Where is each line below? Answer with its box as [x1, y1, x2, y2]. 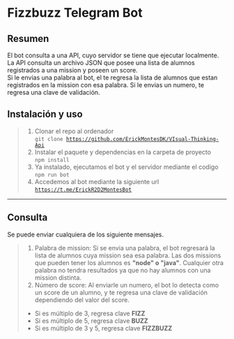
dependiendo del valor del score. [34, 295, 130, 304]
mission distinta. [34, 273, 82, 282]
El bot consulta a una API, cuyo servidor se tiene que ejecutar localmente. [7, 51, 219, 59]
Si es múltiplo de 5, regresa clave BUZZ [34, 316, 148, 325]
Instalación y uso [7, 108, 83, 120]
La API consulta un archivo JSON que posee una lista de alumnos [7, 59, 195, 67]
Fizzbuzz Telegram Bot [7, 5, 143, 21]
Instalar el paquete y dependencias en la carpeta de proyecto [34, 148, 211, 156]
